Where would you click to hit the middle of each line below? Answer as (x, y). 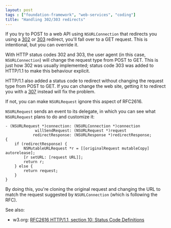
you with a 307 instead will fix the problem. (51, 92)
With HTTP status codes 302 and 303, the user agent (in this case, (76, 55)
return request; (41, 171)
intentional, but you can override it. (42, 45)
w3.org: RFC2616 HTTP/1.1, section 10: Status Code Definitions (78, 220)
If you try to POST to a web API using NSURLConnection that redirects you (81, 34)
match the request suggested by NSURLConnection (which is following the (81, 195)
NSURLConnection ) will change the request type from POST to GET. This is (82, 60)
